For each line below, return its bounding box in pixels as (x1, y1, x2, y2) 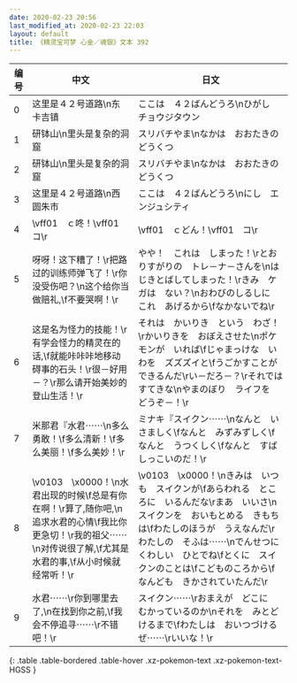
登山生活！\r (32, 390, 84, 403)
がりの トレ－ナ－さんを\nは (156, 260, 280, 272)
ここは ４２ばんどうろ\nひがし (138, 98, 270, 111)
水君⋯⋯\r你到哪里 (32, 592, 110, 604)
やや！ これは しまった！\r (138, 247, 260, 259)
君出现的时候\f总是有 (32, 489, 119, 502)
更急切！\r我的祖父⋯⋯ (32, 529, 128, 541)
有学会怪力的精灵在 (32, 337, 112, 349)
